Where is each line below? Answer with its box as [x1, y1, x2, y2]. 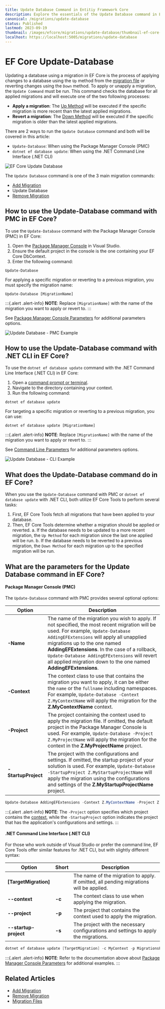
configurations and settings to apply [73, 927, 157, 934]
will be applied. [73, 885, 108, 891]
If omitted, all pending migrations [73, 878, 149, 885]
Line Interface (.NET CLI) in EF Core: [5, 370, 79, 376]
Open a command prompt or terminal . [12, 380, 89, 386]
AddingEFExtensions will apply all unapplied [47, 633, 147, 640]
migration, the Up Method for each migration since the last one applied [12, 532, 153, 538]
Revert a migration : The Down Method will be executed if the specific [12, 113, 154, 119]
